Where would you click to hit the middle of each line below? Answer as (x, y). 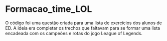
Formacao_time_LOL (49, 9)
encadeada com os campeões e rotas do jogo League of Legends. (74, 33)
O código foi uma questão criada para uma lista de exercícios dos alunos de (83, 23)
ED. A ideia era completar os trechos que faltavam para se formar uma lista (83, 28)
